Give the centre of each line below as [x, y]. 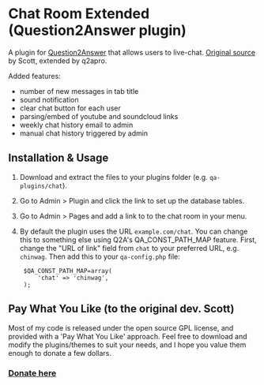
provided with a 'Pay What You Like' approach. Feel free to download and [128, 336]
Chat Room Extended [79, 14]
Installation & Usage [58, 158]
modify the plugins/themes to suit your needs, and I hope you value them [127, 345]
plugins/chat [41, 186]
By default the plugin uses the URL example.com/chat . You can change [134, 231]
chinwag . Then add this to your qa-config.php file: [100, 256]
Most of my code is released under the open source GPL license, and [121, 327]
